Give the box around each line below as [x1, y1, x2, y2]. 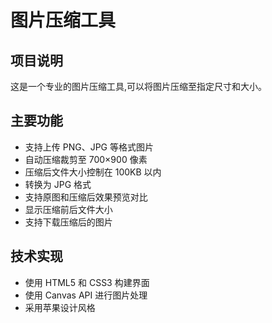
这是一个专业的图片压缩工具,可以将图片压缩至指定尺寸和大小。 [10, 81, 268, 92]
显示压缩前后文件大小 [24, 203, 113, 215]
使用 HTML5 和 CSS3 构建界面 [24, 276, 150, 288]
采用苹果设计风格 [24, 301, 96, 313]
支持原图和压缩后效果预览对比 [24, 191, 148, 203]
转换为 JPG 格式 [24, 178, 92, 190]
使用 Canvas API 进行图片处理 [24, 289, 148, 301]
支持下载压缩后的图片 [24, 216, 113, 228]
